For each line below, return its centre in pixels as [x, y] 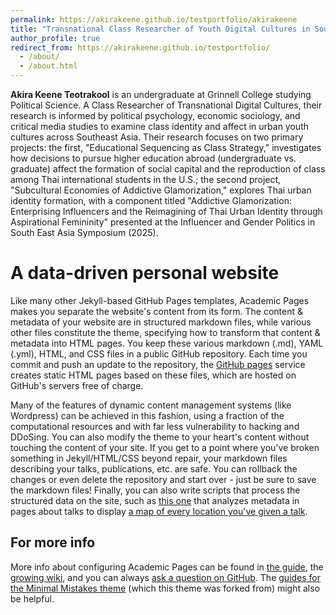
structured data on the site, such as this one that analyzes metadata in [155, 500]
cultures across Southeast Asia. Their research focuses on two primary [157, 137]
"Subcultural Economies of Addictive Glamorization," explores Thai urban [161, 190]
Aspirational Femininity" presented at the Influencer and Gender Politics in [163, 222]
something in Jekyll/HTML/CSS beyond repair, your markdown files [149, 458]
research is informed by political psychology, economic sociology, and [155, 115]
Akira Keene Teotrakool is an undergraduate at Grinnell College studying [161, 94]
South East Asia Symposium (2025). [84, 232]
